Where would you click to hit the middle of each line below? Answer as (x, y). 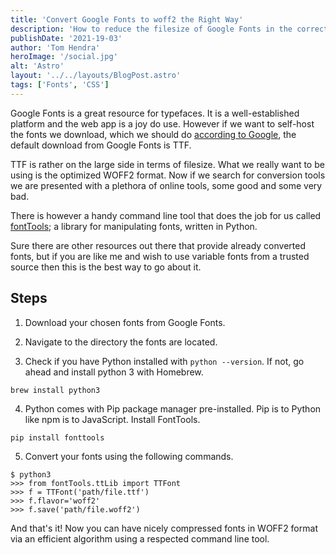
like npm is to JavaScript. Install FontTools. (112, 419)
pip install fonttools (57, 437)
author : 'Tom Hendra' (55, 47)
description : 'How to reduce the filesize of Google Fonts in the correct (169, 29)
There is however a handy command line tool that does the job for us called (166, 215)
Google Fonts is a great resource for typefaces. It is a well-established (155, 113)
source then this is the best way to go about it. (106, 267)
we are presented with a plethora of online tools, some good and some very (166, 185)
